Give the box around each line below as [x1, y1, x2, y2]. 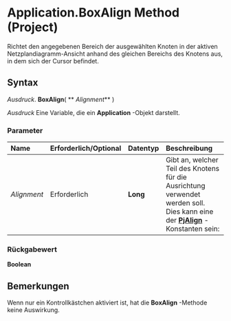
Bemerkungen [7, 280, 70, 292]
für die [166, 172, 187, 182]
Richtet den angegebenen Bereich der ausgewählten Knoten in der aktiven [7, 42, 218, 50]
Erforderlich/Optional [50, 143, 122, 153]
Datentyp [128, 143, 159, 153]
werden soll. [166, 198, 205, 208]
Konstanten [166, 224, 203, 234]
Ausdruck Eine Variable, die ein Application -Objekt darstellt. [7, 108, 180, 116]
